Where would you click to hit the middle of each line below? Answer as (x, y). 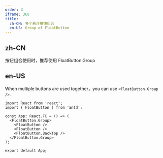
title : (12, 19)
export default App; (26, 151)
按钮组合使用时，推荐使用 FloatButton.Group (50, 60)
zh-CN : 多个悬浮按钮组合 (32, 23)
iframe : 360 (17, 14)
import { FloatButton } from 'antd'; (44, 107)
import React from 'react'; (34, 103)
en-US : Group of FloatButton (39, 28)
